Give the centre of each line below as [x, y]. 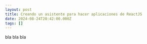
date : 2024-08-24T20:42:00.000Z [38, 19]
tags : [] [14, 23]
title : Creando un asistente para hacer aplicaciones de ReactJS [73, 14]
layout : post [18, 10]
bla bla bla [16, 37]
